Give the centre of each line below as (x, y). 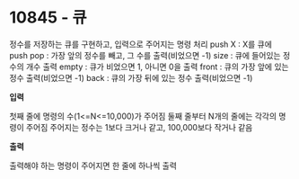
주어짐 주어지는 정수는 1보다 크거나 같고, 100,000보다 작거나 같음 (139, 127)
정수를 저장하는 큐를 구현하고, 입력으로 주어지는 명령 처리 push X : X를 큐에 (141, 44)
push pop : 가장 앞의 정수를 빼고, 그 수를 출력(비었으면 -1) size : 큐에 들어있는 (145, 55)
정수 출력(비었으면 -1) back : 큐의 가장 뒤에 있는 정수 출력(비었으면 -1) (131, 77)
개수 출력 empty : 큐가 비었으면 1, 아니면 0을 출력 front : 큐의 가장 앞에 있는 (157, 67)
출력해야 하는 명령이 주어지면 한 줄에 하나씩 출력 (93, 166)
